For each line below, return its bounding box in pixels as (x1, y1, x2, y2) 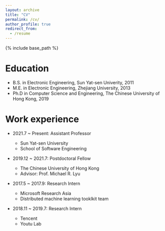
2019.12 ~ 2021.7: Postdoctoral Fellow (12, 155, 91, 161)
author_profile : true (5, 21, 51, 27)
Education (5, 63, 49, 74)
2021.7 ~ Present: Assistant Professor (12, 130, 92, 136)
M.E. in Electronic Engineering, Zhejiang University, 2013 (12, 85, 131, 91)
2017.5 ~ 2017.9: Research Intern (12, 180, 80, 186)
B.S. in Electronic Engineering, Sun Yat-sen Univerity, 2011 (12, 79, 134, 85)
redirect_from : (5, 26, 37, 31)
